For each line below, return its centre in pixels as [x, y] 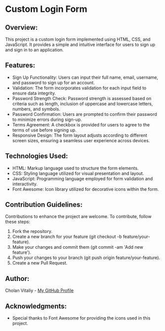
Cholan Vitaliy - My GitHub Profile [40, 290]
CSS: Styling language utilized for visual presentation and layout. [78, 173]
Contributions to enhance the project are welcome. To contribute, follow [78, 217]
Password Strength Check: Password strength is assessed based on [82, 98]
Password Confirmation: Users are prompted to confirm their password [84, 114]
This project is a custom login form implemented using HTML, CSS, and [78, 39]
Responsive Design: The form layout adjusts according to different [80, 135]
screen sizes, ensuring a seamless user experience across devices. [81, 140]
